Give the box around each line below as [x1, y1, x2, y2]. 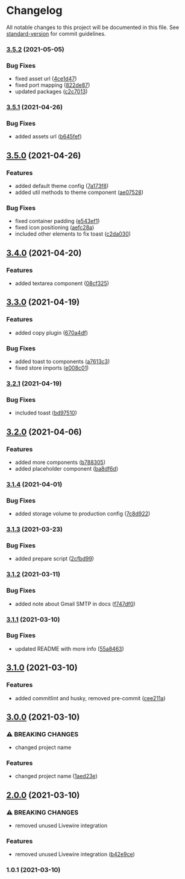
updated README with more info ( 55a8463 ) [14, 645, 125, 652]
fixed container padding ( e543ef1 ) [14, 217, 100, 225]
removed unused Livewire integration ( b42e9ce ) [14, 851, 136, 858]
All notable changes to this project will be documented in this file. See [6, 24, 180, 31]
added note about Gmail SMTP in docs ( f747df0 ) [14, 600, 136, 607]
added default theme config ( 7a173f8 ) [14, 182, 109, 190]
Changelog [6, 4, 63, 18]
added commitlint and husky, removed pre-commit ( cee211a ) [14, 694, 166, 701]
